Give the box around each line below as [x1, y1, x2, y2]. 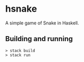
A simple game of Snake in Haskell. [5, 20, 79, 26]
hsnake [5, 3, 37, 15]
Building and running [5, 35, 73, 43]
